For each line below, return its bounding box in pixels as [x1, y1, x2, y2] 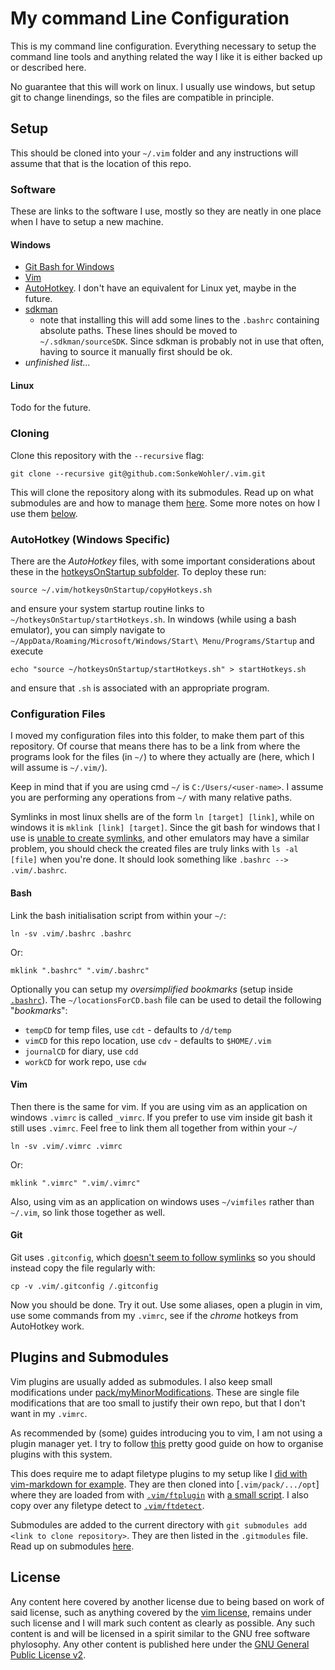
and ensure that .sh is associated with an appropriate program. [10, 682, 270, 694]
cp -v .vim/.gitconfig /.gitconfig [10, 1281, 159, 1291]
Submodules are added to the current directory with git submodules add [10, 1518, 308, 1531]
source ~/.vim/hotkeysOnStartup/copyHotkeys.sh [10, 585, 213, 596]
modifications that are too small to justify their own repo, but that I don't [10, 1397, 306, 1409]
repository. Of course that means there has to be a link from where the [10, 740, 301, 752]
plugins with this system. [10, 1448, 113, 1460]
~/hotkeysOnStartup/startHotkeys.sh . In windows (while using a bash [10, 613, 297, 626]
